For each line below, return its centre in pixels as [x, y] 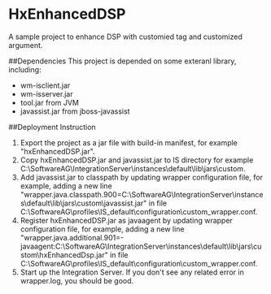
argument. [26, 45]
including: [25, 69]
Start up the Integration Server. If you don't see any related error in [132, 272]
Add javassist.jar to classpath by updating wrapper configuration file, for [141, 177]
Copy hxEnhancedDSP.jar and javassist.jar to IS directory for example [137, 160]
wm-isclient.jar [45, 85]
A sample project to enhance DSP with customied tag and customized [125, 37]
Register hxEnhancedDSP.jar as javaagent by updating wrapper [127, 220]
